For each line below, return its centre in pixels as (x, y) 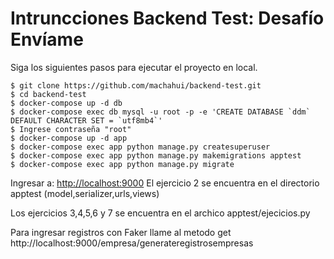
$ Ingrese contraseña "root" (71, 129)
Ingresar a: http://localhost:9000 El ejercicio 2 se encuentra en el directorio (165, 183)
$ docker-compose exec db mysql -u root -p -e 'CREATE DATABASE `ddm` (160, 112)
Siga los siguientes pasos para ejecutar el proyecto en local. (134, 67)
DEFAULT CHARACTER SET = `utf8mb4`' (86, 120)
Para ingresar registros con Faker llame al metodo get (121, 232)
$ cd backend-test (48, 94)
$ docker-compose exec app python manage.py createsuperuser (140, 147)
